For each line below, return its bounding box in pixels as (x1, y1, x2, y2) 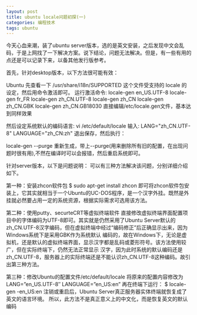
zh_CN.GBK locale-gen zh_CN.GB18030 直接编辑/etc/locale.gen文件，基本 (6, 102, 186, 110)
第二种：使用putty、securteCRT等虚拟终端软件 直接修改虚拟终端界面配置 (6, 210, 183, 217)
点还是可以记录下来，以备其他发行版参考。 (6, 57, 109, 64)
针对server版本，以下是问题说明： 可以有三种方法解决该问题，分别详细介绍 (6, 163, 188, 170)
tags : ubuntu (6, 25, 38, 31)
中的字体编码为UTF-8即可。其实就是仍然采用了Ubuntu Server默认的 (11, 217, 176, 224)
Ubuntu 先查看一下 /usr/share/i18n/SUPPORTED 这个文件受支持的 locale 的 (6, 82, 187, 89)
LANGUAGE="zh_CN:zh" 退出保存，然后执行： (13, 130, 126, 137)
